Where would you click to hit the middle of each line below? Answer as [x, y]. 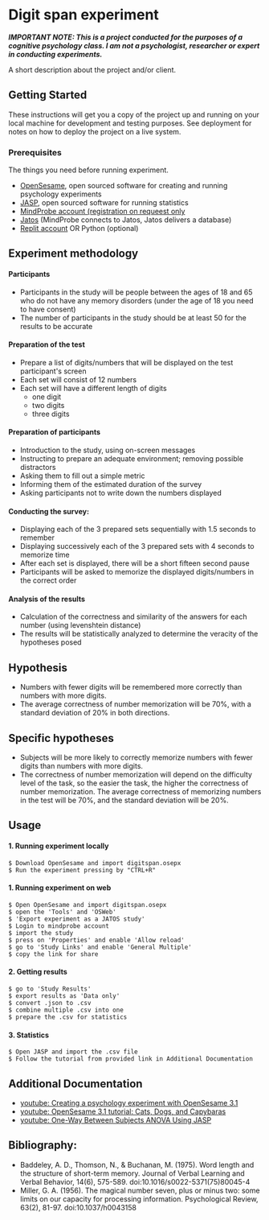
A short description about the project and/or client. [92, 69]
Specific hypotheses [61, 738]
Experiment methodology [73, 254]
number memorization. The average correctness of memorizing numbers [141, 792]
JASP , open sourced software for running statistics [104, 203]
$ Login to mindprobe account [59, 926]
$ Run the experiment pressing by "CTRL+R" [82, 870]
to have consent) [48, 309]
